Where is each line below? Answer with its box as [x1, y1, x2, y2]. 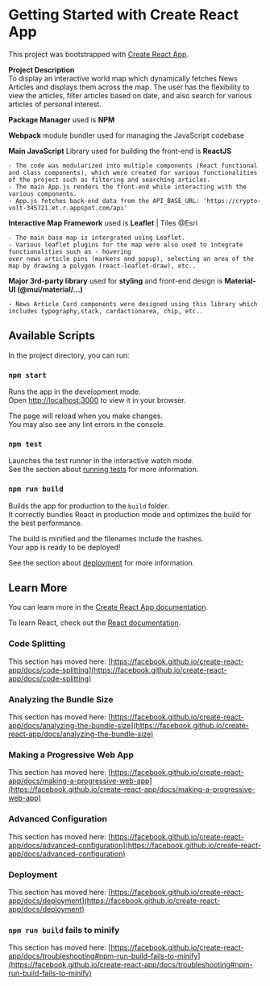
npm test [8, 439, 43, 449]
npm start [8, 371, 47, 379]
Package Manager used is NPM [8, 114, 115, 124]
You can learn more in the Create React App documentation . [8, 603, 209, 612]
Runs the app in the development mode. [8, 387, 141, 396]
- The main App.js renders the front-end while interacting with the [8, 183, 247, 191]
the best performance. [8, 518, 83, 528]
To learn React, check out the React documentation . [8, 618, 181, 628]
